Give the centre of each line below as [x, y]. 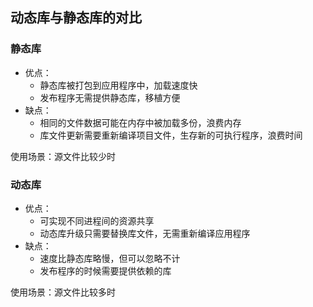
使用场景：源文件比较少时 [63, 156]
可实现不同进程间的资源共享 [97, 220]
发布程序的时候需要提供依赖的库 [105, 270]
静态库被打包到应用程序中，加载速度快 [118, 85]
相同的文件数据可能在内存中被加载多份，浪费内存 [140, 122]
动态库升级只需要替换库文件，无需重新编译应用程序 [145, 233]
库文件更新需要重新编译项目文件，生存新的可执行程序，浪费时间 [171, 135]
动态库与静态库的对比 [76, 18]
